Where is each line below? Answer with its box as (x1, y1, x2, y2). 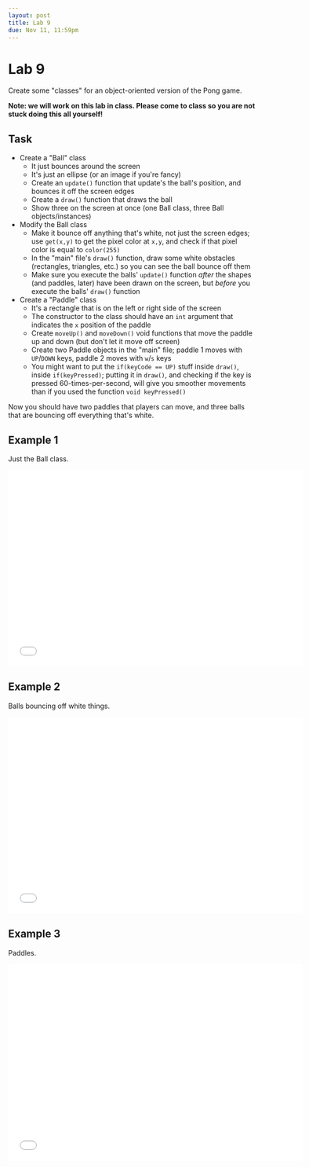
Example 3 (8, 927, 61, 941)
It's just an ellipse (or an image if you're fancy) (31, 170, 182, 179)
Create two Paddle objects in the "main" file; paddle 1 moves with (31, 345, 243, 354)
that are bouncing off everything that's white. (8, 410, 154, 420)
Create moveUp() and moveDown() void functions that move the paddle (31, 328, 253, 338)
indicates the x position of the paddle (31, 320, 151, 330)
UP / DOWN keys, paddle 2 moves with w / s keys (31, 354, 172, 363)
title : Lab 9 (8, 19, 51, 27)
